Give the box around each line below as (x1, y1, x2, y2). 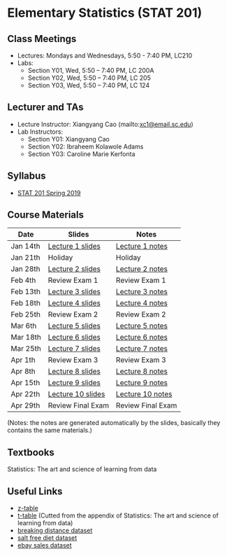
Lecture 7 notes (115, 344, 168, 354)
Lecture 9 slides (47, 378, 101, 388)
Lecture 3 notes (115, 287, 168, 297)
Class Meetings (7, 33, 77, 45)
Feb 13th (10, 287, 41, 297)
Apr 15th (10, 378, 41, 388)
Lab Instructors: (17, 127, 64, 136)
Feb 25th (10, 310, 41, 319)
